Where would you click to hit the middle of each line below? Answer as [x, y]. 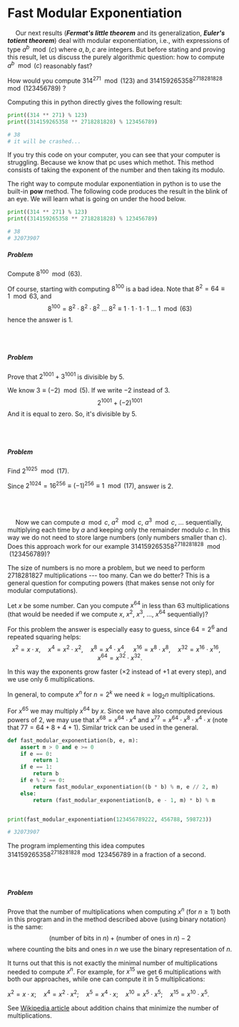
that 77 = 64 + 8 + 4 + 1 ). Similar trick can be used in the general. [103, 727]
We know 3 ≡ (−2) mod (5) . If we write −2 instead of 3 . [89, 390]
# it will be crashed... [44, 141]
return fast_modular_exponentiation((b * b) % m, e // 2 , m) [126, 786]
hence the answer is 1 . [40, 320]
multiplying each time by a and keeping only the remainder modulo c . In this [119, 530]
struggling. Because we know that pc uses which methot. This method [111, 163]
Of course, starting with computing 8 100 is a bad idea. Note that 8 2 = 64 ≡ [116, 288]
